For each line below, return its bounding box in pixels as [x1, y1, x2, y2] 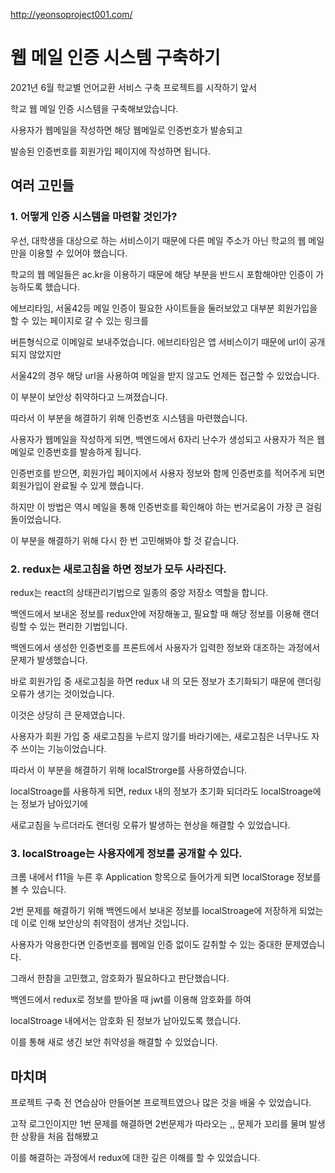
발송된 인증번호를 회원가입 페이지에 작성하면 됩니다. [10, 145, 211, 157]
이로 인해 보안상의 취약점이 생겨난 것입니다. [20, 917, 190, 929]
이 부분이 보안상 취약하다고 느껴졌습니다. [10, 390, 168, 403]
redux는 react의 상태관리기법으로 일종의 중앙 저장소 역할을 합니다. [10, 586, 269, 598]
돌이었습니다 [10, 513, 60, 525]
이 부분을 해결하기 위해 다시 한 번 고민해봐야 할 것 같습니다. [10, 534, 240, 546]
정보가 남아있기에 [20, 797, 88, 809]
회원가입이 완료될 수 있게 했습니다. [10, 479, 144, 491]
